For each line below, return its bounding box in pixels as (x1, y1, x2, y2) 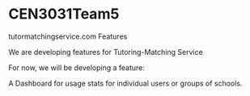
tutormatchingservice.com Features (8, 31, 128, 41)
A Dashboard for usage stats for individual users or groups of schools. (8, 78, 243, 88)
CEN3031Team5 (8, 5, 120, 23)
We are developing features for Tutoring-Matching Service (8, 47, 204, 56)
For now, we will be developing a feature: (8, 62, 146, 73)
